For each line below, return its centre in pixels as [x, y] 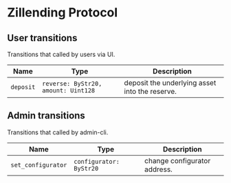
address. [158, 169]
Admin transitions [46, 115]
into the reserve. [151, 91]
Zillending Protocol [63, 13]
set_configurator [39, 165]
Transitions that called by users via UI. [61, 54]
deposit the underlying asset [170, 83]
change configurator [177, 160]
